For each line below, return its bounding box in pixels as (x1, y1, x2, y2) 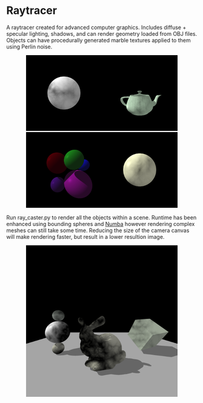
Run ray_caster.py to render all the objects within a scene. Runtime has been (6, 213, 197, 221)
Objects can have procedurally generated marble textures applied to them (6, 36, 191, 44)
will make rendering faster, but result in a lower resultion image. (6, 233, 165, 240)
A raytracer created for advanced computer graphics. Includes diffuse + (6, 24, 187, 31)
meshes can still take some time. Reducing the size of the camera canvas (6, 227, 190, 234)
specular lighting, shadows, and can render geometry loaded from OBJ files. (6, 30, 198, 37)
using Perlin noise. (6, 43, 53, 50)
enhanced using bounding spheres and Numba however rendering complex (6, 220, 195, 227)
